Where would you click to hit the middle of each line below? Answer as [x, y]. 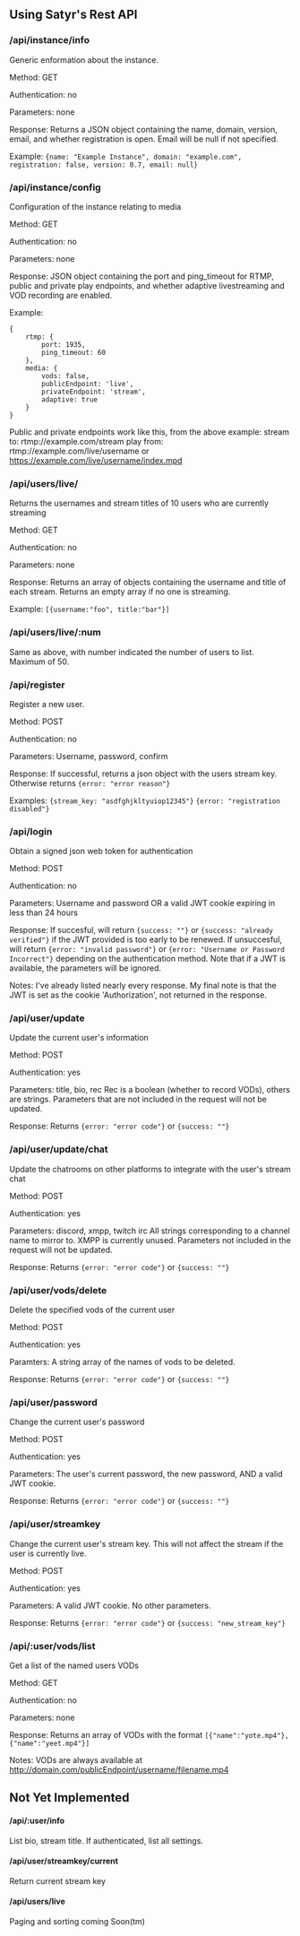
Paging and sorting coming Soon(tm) [77, 1921]
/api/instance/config [55, 187]
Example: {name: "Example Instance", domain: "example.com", [126, 156]
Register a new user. [47, 704]
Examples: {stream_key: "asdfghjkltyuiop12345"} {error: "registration [145, 800]
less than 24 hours [44, 912]
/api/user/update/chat [59, 1149]
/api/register [37, 685]
